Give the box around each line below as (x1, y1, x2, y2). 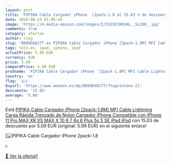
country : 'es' (5, 74, 36, 79)
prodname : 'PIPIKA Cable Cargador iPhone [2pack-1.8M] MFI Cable (5, 69, 149, 74)
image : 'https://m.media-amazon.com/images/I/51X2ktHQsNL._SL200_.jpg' (5, 21, 160, 27)
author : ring (5, 36, 33, 41)
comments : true (5, 26, 38, 32)
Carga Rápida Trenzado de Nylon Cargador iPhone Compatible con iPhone (5, 112, 162, 118)
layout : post (5, 7, 33, 13)
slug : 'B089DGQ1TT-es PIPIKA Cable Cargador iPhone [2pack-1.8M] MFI (5, 41, 156, 46)
